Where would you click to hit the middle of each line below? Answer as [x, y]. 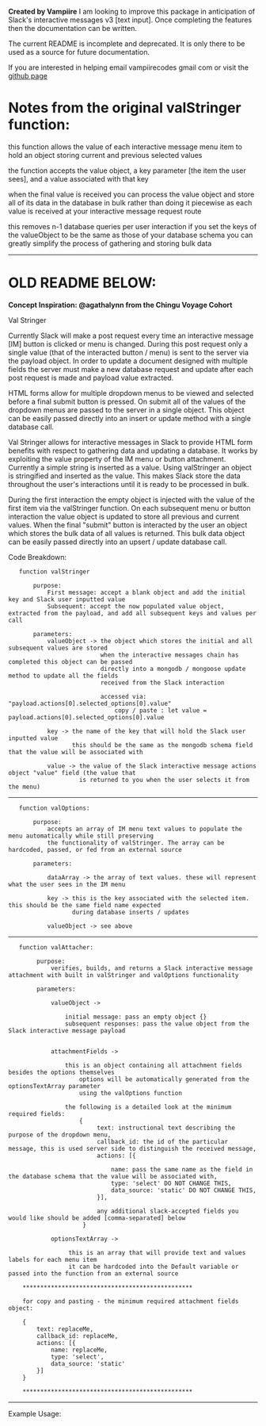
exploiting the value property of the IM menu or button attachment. [117, 458]
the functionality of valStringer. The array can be [136, 843]
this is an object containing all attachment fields [154, 1065]
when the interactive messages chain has [169, 655]
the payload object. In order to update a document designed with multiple [128, 361]
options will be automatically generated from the [164, 1079]
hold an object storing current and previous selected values [105, 155]
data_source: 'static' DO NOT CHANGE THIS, [184, 1190]
